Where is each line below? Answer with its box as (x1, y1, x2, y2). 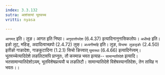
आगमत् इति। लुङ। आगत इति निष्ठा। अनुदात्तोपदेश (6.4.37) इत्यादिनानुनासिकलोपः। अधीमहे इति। (5, 35, 160, 42)
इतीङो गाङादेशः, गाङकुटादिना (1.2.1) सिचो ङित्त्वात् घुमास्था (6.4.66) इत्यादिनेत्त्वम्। (5, 47, 141, 53)
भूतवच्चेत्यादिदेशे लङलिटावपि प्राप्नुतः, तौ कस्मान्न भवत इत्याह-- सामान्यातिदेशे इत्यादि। (5, 53, 138, 59)
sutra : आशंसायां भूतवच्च (5, 12, 47, 17)
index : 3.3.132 (5, 7, 38, 13)
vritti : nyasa (5, 17, 36, 22)
